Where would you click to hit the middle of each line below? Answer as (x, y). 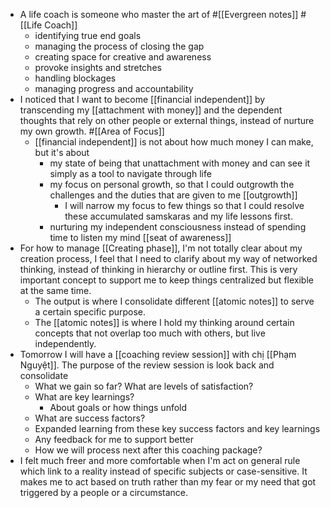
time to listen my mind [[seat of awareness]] (140, 237)
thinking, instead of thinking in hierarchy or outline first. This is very (158, 269)
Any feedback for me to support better (114, 439)
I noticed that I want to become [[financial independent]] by (142, 99)
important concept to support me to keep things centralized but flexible (166, 280)
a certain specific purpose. (90, 312)
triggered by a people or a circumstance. (104, 492)
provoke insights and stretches (98, 67)
